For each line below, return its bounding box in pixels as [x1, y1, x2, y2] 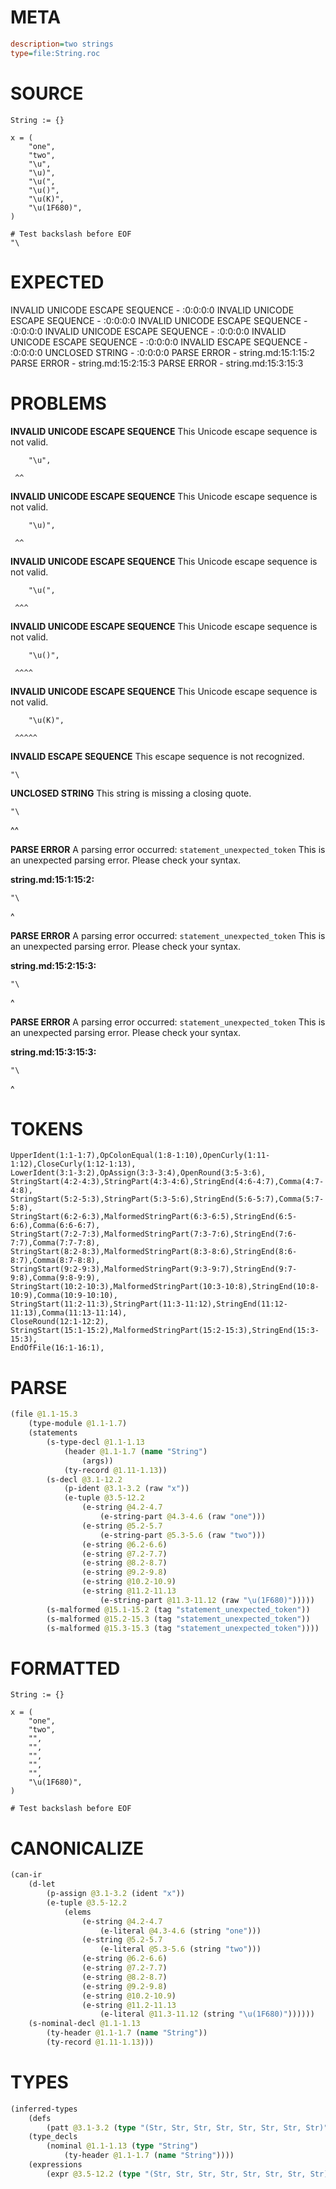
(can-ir [10, 1870, 43, 1880]
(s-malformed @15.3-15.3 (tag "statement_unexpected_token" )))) [46, 1623, 320, 1633]
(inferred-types [10, 2104, 78, 2114]
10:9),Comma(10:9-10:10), [10, 1291, 118, 1301]
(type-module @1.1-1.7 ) [28, 1419, 128, 1429]
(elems [63, 1907, 92, 1917]
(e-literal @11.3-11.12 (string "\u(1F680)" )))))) [99, 2009, 315, 2020]
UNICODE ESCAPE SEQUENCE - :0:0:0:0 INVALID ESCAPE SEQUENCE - [10, 336, 308, 348]
